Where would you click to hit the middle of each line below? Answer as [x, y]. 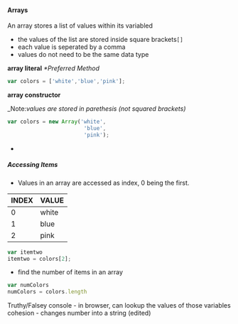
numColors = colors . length [47, 292]
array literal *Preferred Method [54, 68]
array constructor [34, 95]
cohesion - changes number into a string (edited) [79, 313]
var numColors [28, 285]
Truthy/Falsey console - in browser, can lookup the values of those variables [119, 306]
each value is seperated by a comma [71, 47]
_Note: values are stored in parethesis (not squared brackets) [97, 109]
